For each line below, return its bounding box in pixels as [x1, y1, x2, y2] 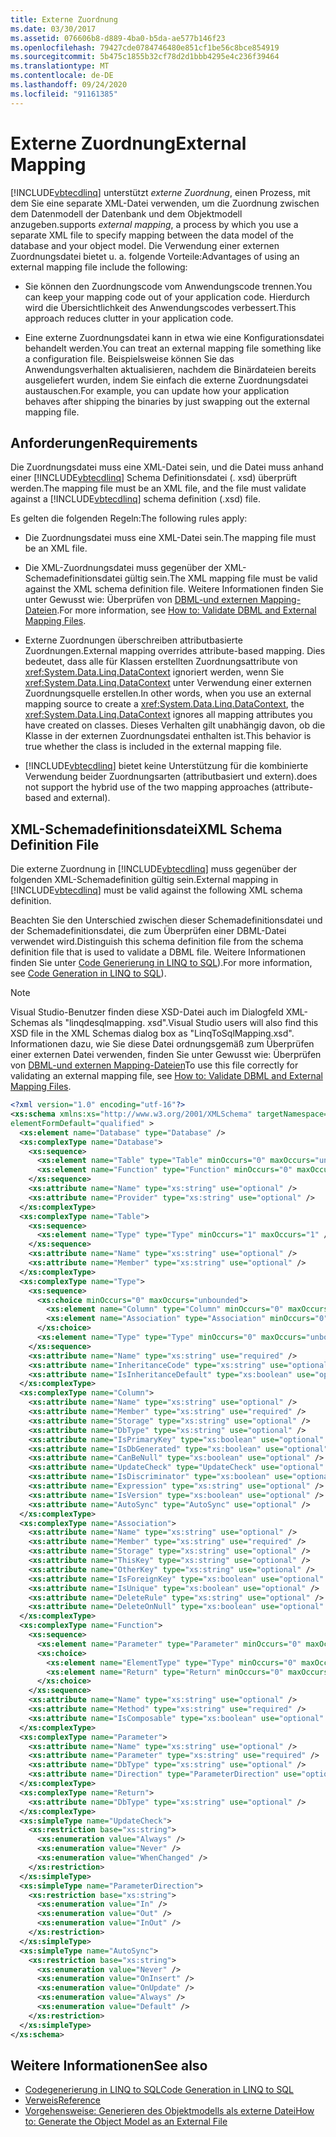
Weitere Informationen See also [10, 2057, 208, 2074]
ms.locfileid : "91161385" [10, 89, 118, 99]
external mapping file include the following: [10, 261, 188, 273]
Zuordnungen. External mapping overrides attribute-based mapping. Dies [24, 645, 326, 657]
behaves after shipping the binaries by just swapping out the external [24, 395, 310, 407]
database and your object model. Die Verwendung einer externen [10, 239, 280, 251]
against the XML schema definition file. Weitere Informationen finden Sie [24, 583, 324, 595]
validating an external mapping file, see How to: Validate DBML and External [10, 1070, 323, 1082]
